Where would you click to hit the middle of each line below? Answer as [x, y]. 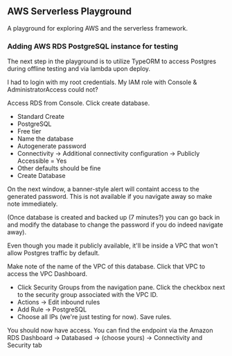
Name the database [45, 139]
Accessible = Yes [42, 161]
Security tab [25, 345]
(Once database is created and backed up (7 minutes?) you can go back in [114, 218]
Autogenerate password [52, 146]
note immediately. [33, 204]
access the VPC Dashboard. [47, 274]
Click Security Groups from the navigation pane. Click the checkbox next [121, 287]
